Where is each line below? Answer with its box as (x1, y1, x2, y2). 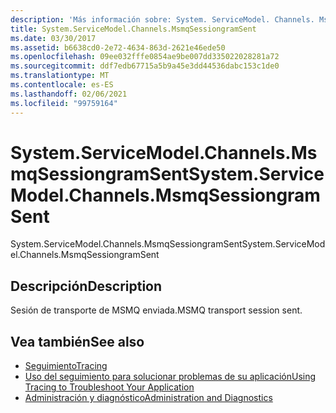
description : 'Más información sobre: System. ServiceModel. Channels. (10, 14, 315, 25)
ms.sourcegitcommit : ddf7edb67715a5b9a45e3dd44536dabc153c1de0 (10, 61, 280, 71)
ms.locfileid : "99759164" (10, 98, 118, 108)
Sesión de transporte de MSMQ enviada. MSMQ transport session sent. (10, 304, 303, 316)
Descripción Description (10, 277, 163, 295)
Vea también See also (10, 333, 145, 350)
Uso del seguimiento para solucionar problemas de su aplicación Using (24, 371, 317, 383)
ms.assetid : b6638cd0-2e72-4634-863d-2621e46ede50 (10, 42, 226, 53)
